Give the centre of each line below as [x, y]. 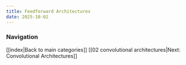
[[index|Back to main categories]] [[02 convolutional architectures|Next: [93, 49]
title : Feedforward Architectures [49, 11]
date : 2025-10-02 [27, 17]
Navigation [22, 37]
